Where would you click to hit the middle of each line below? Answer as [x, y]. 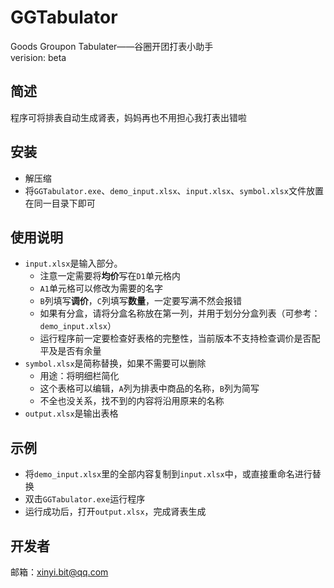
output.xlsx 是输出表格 [71, 413]
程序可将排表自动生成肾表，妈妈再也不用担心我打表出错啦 [128, 117]
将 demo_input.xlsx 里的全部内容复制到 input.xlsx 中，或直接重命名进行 [168, 474]
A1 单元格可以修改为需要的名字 [101, 288]
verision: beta [38, 57]
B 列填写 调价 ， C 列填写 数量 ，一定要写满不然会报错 [140, 301]
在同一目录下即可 [60, 203]
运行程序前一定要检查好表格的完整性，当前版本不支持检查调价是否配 [180, 338]
